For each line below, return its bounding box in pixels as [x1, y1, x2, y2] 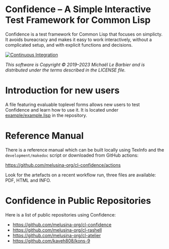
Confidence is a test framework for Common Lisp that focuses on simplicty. [5, 31, 163, 37]
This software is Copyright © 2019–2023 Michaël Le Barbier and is [5, 61, 145, 67]
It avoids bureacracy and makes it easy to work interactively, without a [5, 37, 152, 43]
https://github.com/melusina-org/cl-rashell [12, 227, 102, 233]
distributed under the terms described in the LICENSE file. [5, 67, 126, 73]
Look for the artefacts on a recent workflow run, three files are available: [5, 171, 156, 178]
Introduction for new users [5, 85, 120, 96]
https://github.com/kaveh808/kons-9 [12, 237, 90, 244]
